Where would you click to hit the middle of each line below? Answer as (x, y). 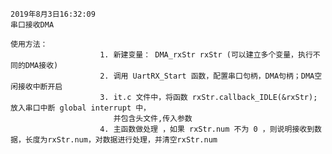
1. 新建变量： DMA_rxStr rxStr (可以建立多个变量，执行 (206, 55)
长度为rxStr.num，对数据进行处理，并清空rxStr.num (121, 140)
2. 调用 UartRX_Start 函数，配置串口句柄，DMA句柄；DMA (207, 76)
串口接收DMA (32, 25)
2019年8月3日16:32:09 (53, 14)
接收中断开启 (40, 87)
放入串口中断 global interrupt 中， (80, 108)
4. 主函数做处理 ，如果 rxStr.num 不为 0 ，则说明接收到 (207, 129)
